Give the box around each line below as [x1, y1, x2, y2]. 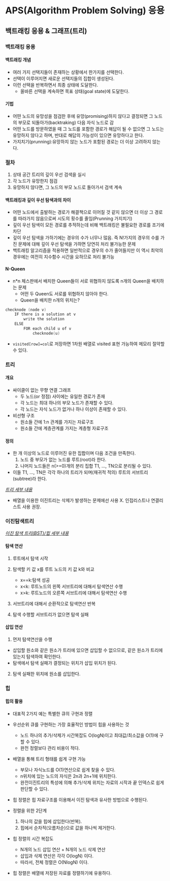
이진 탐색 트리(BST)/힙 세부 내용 [5, 530, 69, 536]
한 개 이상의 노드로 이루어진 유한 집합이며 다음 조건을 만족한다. [12, 450, 136, 457]
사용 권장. [22, 504, 42, 510]
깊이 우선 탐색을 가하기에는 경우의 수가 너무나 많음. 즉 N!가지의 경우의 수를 [12, 235, 159, 241]
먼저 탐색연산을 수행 [12, 636, 52, 642]
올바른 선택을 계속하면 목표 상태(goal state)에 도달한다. [20, 88, 130, 94]
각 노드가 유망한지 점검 [12, 178, 58, 184]
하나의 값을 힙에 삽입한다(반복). [20, 818, 82, 824]
